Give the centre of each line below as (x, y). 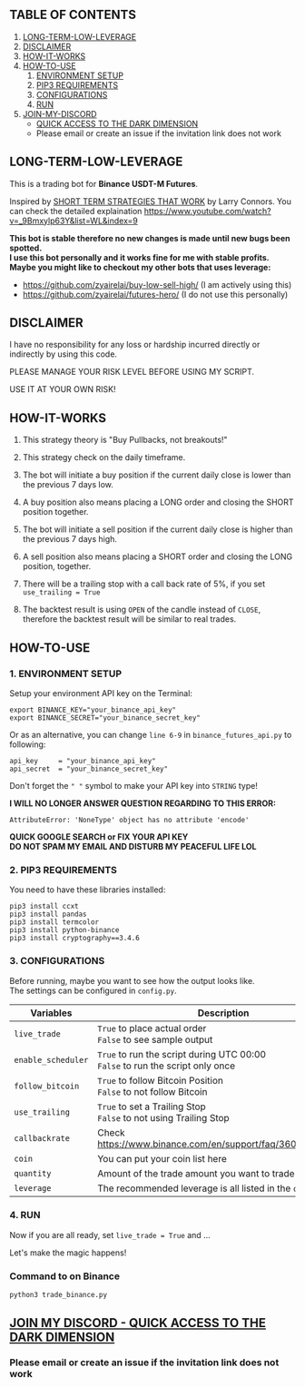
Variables (51, 1013)
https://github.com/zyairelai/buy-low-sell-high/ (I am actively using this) (157, 284)
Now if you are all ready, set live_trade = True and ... (110, 1235)
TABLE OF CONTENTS (73, 15)
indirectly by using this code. (64, 354)
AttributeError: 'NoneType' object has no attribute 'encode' (129, 820)
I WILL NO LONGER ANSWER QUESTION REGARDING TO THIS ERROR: (143, 803)
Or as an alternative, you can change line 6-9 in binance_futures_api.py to (151, 734)
